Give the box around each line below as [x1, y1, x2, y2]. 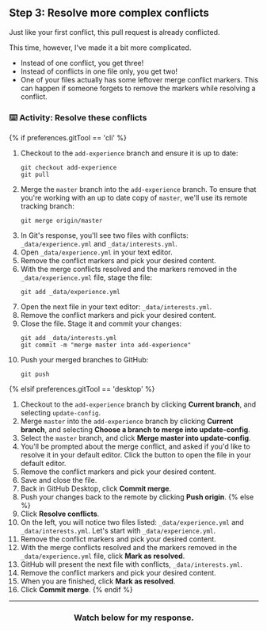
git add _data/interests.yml [20, 335, 117, 342]
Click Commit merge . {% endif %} [20, 585, 133, 595]
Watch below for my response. [73, 612, 195, 623]
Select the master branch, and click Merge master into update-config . [20, 434, 252, 443]
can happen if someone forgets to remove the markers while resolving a [20, 83, 256, 93]
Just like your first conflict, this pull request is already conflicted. [9, 27, 220, 36]
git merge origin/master [20, 217, 103, 225]
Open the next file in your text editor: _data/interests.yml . [20, 302, 212, 312]
